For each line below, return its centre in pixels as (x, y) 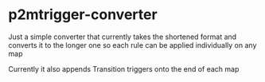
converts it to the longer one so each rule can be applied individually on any (132, 45)
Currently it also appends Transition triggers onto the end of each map (124, 68)
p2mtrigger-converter (83, 15)
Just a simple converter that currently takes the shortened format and (123, 37)
